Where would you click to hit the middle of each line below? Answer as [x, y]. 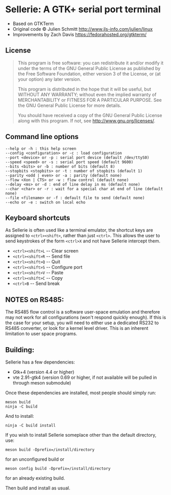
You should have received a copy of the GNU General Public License [90, 115]
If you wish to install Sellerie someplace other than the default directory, [81, 435]
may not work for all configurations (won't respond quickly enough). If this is [86, 318]
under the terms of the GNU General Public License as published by [89, 68]
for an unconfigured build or [35, 459]
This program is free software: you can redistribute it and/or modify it [91, 63]
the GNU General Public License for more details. [69, 105]
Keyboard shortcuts [38, 218]
